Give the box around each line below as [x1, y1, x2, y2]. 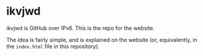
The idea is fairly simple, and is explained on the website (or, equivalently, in [6, 36, 198, 43]
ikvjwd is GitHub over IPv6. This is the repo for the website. [6, 24, 155, 32]
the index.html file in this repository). [6, 43, 100, 50]
